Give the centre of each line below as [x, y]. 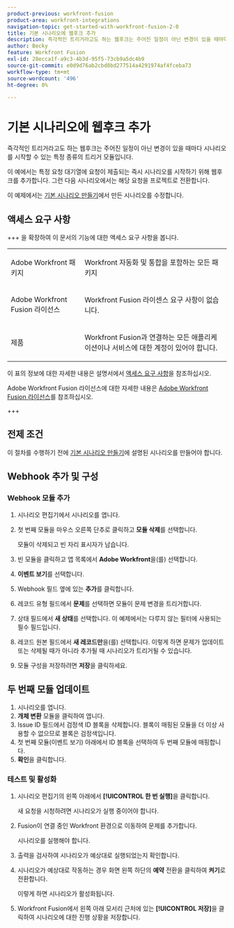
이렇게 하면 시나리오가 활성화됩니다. [66, 893]
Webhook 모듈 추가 [39, 498]
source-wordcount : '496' [43, 78]
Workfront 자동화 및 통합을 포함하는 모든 [147, 262]
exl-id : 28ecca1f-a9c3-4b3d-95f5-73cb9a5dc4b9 [76, 59]
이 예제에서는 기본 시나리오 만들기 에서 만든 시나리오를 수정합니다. [96, 195]
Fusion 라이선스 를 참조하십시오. [50, 397]
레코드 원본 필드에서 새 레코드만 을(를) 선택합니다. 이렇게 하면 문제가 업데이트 [120, 642]
